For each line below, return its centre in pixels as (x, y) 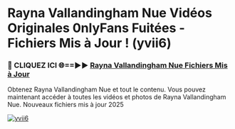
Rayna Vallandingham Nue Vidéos (110, 13)
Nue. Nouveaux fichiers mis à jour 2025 (66, 105)
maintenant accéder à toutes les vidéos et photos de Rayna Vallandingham (117, 97)
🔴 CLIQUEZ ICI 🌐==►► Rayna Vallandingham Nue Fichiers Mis (117, 65)
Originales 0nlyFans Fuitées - (96, 28)
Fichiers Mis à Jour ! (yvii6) (89, 43)
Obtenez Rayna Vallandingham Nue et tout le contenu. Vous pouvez (107, 89)
